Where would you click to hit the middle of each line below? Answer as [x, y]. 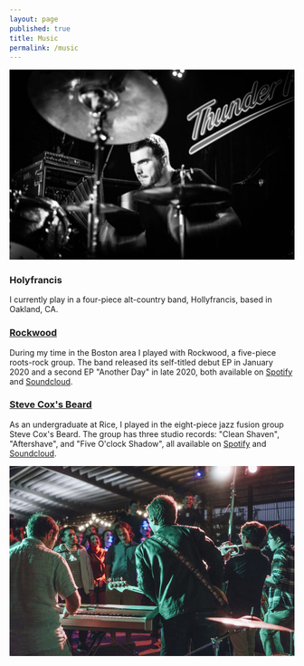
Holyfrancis [36, 280]
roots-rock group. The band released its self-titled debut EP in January [142, 362]
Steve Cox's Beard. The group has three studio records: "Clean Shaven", [145, 433]
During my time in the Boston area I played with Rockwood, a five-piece [143, 352]
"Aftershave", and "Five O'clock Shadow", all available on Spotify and [138, 443]
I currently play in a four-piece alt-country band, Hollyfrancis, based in [141, 300]
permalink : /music [44, 48]
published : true [40, 29]
